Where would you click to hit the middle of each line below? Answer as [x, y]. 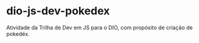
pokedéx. [18, 33]
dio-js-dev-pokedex [58, 11]
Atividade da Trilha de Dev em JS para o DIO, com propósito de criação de [100, 27]
